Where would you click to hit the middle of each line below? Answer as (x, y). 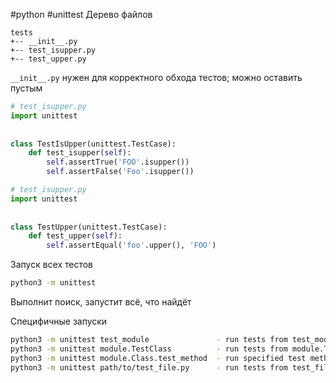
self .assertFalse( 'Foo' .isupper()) (120, 172)
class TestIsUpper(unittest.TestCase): (93, 144)
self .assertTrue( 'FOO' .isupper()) (118, 162)
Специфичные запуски (59, 321)
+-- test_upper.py (48, 59)
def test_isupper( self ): (80, 153)
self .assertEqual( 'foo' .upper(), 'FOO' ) (131, 245)
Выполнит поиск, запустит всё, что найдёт (101, 302)
